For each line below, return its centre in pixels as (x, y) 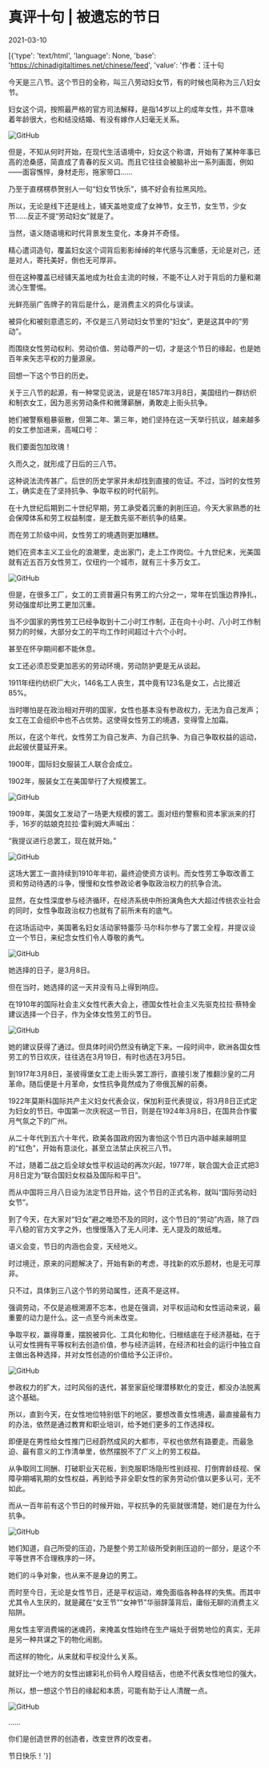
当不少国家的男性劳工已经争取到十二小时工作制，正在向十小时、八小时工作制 (134, 621)
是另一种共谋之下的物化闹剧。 (57, 1639)
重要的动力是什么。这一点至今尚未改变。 (75, 1317)
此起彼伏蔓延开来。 (40, 747)
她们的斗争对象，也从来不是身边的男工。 (75, 1575)
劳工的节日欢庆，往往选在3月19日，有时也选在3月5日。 (99, 1056)
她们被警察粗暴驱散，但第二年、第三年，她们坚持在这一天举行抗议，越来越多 (134, 420)
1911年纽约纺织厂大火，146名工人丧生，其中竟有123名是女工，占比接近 (125, 683)
